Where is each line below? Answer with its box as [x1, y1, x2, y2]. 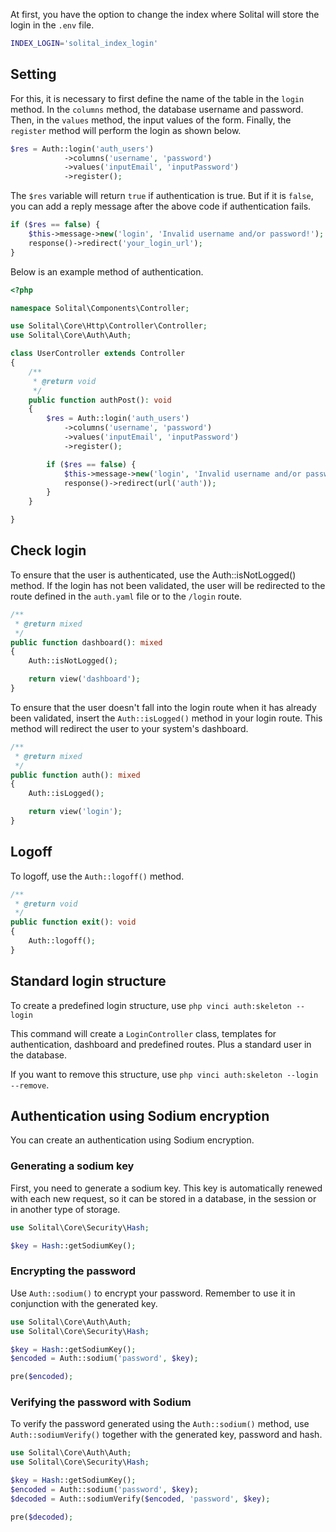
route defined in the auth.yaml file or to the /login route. [10, 590, 243, 602]
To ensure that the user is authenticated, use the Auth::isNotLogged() [10, 569, 297, 581]
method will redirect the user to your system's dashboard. [10, 722, 249, 734]
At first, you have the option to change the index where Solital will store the [10, 9, 320, 20]
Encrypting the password [10, 1264, 137, 1278]
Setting [10, 66, 57, 83]
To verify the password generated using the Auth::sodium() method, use [10, 1418, 310, 1430]
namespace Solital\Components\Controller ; [10, 303, 190, 313]
